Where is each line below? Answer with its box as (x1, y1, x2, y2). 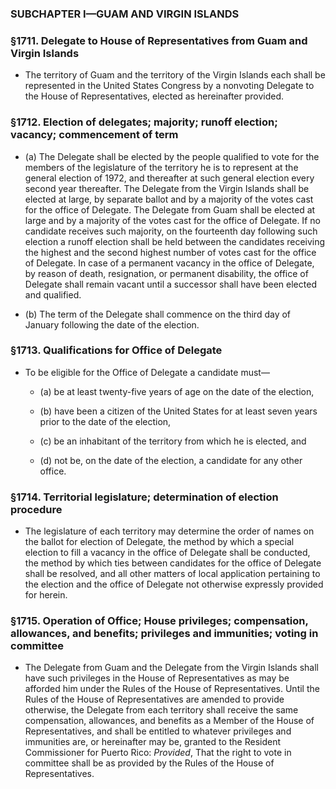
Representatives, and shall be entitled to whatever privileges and (24, 725, 292, 737)
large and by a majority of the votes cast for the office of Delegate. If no (24, 214, 321, 226)
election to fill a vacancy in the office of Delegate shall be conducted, (24, 547, 311, 559)
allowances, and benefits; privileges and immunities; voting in (10, 627, 319, 641)
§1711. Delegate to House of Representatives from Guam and (10, 33, 308, 47)
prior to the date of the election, (39, 415, 172, 427)
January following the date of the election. (24, 318, 200, 331)
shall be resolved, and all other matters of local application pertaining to (24, 568, 321, 580)
